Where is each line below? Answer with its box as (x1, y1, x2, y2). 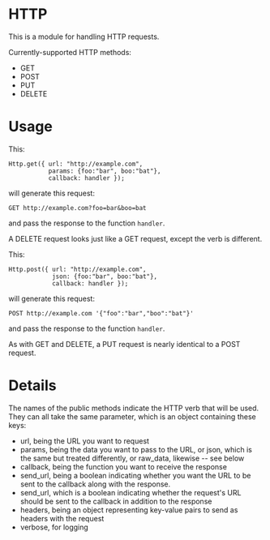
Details (8, 376, 57, 395)
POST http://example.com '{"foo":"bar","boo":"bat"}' (8, 309, 195, 317)
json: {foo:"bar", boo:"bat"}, (51, 272, 158, 281)
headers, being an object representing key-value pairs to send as (19, 504, 238, 515)
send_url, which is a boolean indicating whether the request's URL (19, 487, 242, 497)
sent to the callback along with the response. (19, 479, 171, 489)
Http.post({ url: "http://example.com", (8, 265, 148, 273)
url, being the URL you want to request (19, 435, 150, 446)
